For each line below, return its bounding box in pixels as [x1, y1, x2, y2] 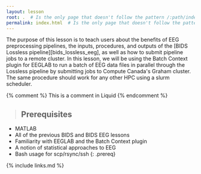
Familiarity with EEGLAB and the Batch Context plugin [14, 138, 148, 145]
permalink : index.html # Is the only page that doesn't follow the [6, 20, 181, 26]
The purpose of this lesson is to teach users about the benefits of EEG [6, 36, 179, 44]
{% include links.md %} [6, 162, 65, 169]
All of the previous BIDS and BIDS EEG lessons [14, 132, 130, 139]
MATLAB [14, 125, 37, 132]
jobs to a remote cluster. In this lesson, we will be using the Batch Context [6, 55, 188, 63]
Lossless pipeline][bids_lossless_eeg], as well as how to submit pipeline [6, 49, 184, 56]
